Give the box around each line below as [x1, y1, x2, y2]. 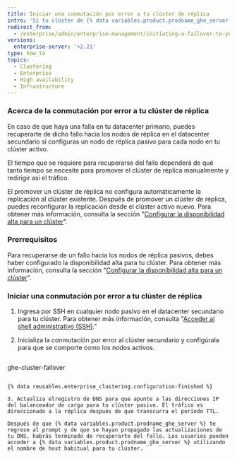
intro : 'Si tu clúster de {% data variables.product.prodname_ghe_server [7, 17, 229, 24]
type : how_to [7, 50, 46, 57]
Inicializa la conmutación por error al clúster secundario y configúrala [17, 336, 220, 344]
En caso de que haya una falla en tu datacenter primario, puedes [7, 122, 195, 131]
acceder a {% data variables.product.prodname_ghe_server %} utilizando [7, 439, 226, 446]
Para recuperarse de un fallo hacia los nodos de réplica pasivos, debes [7, 250, 214, 259]
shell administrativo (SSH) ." [17, 323, 97, 331]
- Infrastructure [13, 83, 65, 90]
